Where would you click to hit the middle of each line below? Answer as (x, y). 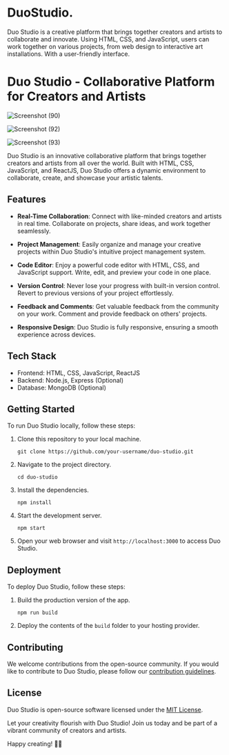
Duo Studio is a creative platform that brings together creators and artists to (115, 32)
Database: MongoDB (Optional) (62, 388)
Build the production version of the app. (73, 600)
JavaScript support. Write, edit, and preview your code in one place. (114, 272)
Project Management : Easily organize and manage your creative (109, 244)
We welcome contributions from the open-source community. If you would (113, 664)
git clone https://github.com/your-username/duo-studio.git (105, 452)
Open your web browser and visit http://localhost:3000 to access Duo (119, 541)
